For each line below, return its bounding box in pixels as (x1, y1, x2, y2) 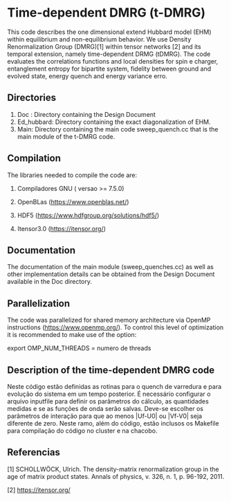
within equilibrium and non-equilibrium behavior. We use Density (7, 35, 192, 43)
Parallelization (7, 298, 71, 309)
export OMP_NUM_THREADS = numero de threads (7, 344, 151, 352)
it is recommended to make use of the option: (7, 331, 137, 339)
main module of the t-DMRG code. (17, 132, 115, 140)
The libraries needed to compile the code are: (7, 171, 138, 179)
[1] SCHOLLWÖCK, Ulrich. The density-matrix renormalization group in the (7, 465, 219, 473)
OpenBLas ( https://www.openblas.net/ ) (17, 197, 129, 206)
